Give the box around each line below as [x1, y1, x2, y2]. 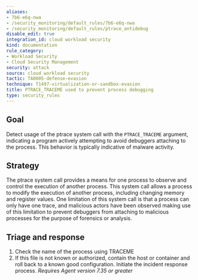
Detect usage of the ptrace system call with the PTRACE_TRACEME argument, [6, 130, 188, 138]
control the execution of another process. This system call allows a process [6, 183, 193, 190]
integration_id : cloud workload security [6, 37, 111, 43]
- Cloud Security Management [6, 59, 79, 65]
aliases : [6, 8, 28, 15]
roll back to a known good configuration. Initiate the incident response [14, 261, 188, 268]
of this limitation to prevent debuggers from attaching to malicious [6, 208, 169, 216]
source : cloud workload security [6, 70, 90, 76]
